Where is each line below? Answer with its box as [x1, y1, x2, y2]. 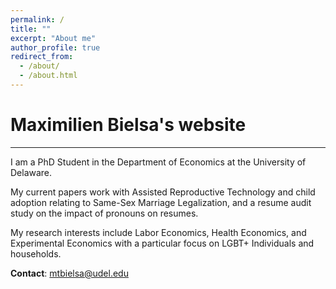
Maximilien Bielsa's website [10, 114, 247, 136]
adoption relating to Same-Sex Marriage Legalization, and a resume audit [10, 196, 312, 208]
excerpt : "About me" [10, 33, 97, 43]
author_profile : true [10, 42, 101, 53]
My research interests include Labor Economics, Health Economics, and [10, 226, 307, 238]
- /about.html [19, 71, 78, 81]
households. [10, 247, 62, 260]
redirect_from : [10, 52, 74, 62]
